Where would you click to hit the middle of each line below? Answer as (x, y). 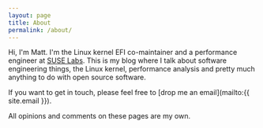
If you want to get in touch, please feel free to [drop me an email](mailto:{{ (129, 93)
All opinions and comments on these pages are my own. (100, 116)
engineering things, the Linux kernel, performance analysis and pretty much (131, 69)
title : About (30, 23)
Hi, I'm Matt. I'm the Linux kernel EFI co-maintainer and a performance (123, 53)
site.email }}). (30, 101)
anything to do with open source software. (77, 77)
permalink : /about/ (40, 30)
